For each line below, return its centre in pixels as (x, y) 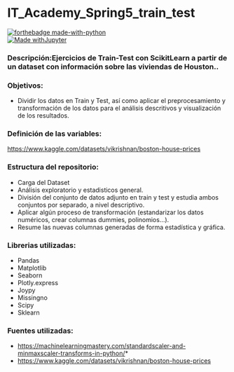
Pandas (28, 261)
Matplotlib (32, 268)
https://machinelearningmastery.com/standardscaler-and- (102, 346)
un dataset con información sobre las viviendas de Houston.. (113, 67)
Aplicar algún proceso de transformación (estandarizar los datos (111, 212)
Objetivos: (25, 85)
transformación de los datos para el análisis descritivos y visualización (119, 108)
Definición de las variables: (55, 134)
